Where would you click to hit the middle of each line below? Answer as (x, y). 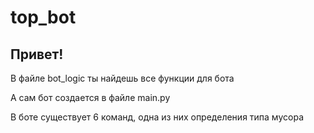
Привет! (37, 54)
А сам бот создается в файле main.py (90, 97)
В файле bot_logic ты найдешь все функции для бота (122, 78)
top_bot (43, 17)
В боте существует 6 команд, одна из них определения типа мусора (157, 117)
